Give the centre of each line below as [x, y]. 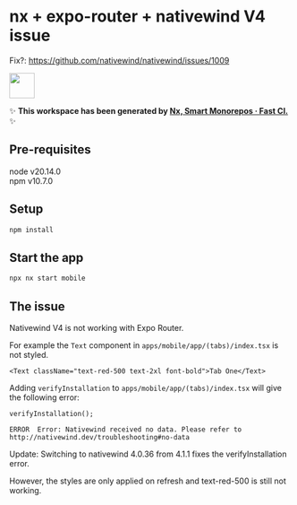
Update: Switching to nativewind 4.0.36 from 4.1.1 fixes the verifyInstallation [148, 454]
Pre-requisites [50, 150]
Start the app [47, 257]
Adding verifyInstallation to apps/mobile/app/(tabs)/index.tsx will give [145, 387]
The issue [37, 306]
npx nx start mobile [48, 279]
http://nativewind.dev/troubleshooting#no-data [100, 437]
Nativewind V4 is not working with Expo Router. [97, 327]
